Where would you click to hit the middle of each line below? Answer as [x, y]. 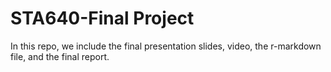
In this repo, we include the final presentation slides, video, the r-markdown [166, 46]
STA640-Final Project [102, 18]
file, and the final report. [60, 56]
